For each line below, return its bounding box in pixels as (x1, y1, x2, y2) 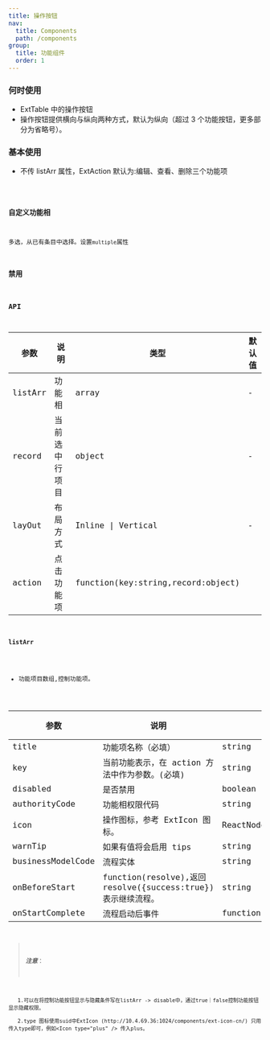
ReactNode (222, 820, 267, 831)
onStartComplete (12, 908, 86, 919)
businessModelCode (12, 856, 95, 867)
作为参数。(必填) (118, 769, 186, 780)
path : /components (15, 34, 78, 43)
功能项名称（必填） (102, 742, 175, 753)
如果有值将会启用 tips (102, 841, 191, 853)
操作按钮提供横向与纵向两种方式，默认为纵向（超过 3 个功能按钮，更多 (19, 114, 255, 125)
